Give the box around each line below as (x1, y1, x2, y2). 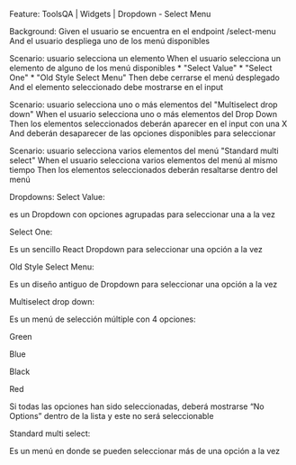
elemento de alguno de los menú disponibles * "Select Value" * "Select (9, 63, 273, 73)
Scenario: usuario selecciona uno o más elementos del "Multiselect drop (9, 99, 278, 110)
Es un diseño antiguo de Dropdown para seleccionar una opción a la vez (9, 279, 278, 289)
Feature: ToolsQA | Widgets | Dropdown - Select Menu (9, 9, 211, 19)
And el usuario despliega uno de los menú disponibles (9, 36, 210, 46)
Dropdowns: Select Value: (9, 192, 105, 202)
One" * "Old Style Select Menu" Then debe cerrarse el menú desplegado (9, 72, 281, 83)
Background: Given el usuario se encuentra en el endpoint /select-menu (9, 26, 276, 36)
